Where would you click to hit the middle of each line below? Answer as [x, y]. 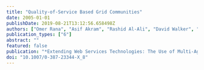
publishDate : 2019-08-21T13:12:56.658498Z [61, 23]
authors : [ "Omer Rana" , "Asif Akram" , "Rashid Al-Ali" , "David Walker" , [100, 29]
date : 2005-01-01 [28, 18]
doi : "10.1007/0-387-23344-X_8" [47, 57]
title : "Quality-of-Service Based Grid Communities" [74, 12]
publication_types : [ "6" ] [39, 35]
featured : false [27, 46]
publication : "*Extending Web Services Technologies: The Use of [90, 52]
